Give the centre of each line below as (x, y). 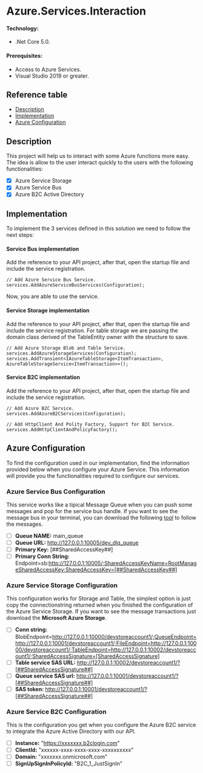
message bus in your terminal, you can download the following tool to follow (101, 517)
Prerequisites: (25, 55)
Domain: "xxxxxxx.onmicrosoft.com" (61, 757)
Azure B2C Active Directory (49, 194)
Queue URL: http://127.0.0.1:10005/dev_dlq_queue (77, 543)
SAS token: (29, 689)
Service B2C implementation (43, 377)
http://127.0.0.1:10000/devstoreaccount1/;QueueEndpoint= (125, 636)
